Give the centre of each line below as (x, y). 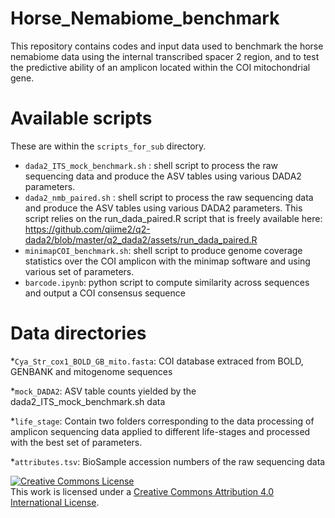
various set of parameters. (79, 271)
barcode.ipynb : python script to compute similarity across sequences (167, 282)
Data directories (78, 333)
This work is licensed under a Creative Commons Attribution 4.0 (142, 491)
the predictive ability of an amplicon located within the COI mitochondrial (160, 67)
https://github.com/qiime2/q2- (87, 229)
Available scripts (81, 118)
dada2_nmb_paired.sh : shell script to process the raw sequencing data (169, 197)
